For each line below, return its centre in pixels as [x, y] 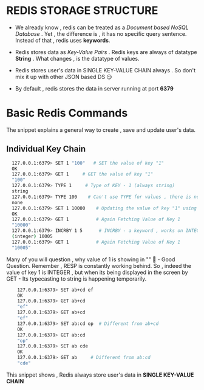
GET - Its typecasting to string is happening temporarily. [76, 279]
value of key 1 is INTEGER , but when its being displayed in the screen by [97, 272]
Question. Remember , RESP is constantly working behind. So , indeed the [99, 265]
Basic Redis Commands [67, 113]
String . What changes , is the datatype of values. [77, 58]
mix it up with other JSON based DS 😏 [63, 77]
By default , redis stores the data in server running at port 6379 [94, 88]
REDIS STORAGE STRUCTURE [82, 11]
